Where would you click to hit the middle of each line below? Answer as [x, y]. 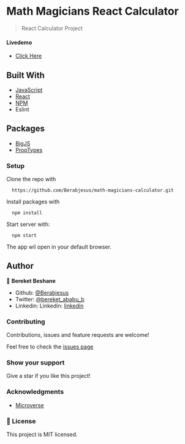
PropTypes [29, 150]
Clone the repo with [31, 179]
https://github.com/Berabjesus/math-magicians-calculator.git [93, 190]
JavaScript [29, 89]
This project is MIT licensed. [42, 435]
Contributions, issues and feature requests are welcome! [78, 335]
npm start [24, 236]
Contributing [26, 322]
